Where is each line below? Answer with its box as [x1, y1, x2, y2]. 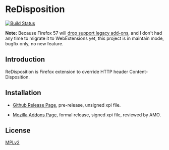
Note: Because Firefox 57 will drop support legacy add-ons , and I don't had [5, 30, 162, 36]
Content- [129, 68, 148, 74]
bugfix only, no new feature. [5, 40, 64, 46]
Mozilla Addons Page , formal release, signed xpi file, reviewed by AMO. [12, 112, 161, 118]
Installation [5, 89, 41, 97]
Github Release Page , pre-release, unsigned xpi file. [12, 102, 121, 108]
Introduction [5, 55, 45, 64]
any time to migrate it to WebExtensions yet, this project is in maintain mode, [5, 35, 164, 41]
